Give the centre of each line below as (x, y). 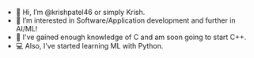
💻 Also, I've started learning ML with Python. (89, 46)
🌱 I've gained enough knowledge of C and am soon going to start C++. (131, 37)
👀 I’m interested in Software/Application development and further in (125, 20)
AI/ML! (27, 29)
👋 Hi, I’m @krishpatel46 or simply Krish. (80, 12)
